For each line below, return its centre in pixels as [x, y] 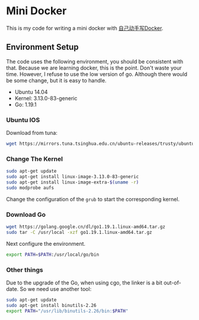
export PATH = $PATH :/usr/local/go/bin [53, 254]
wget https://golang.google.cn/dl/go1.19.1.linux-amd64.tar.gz [86, 227]
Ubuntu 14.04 [31, 92]
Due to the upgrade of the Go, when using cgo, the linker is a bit [84, 283]
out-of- [173, 283]
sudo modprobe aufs [30, 188]
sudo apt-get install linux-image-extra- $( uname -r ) [73, 182]
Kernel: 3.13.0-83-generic [46, 98]
